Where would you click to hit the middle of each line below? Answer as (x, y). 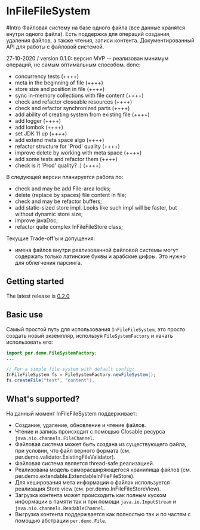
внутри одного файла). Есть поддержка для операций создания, (89, 34)
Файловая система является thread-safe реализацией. (84, 463)
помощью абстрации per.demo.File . (61, 520)
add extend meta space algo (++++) (59, 140)
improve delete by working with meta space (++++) (78, 152)
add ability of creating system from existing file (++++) (82, 114)
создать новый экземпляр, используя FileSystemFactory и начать (90, 335)
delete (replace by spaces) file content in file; (70, 195)
